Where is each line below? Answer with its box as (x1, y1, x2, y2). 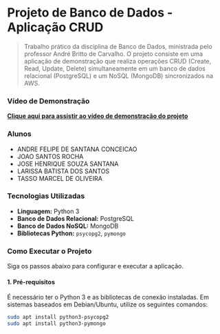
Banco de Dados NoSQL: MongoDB (16, 222, 119, 230)
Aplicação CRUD (7, 19, 104, 35)
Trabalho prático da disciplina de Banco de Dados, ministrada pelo (23, 42, 212, 50)
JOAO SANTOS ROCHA (16, 152, 84, 160)
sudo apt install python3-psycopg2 (7, 314, 109, 321)
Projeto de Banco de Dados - (7, 5, 173, 21)
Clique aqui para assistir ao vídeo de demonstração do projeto (7, 112, 188, 120)
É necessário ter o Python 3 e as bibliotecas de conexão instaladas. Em (7, 293, 210, 302)
